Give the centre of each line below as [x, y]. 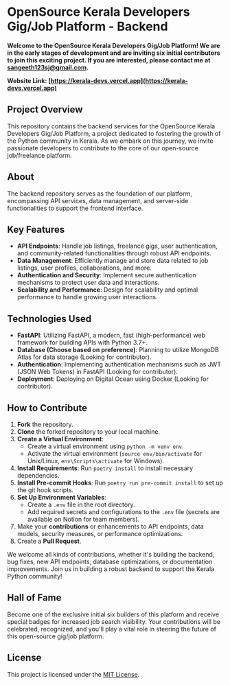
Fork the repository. [45, 424]
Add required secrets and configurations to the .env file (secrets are [123, 512]
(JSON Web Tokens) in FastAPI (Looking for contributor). [97, 372]
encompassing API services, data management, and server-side [98, 200]
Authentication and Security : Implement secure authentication [107, 275]
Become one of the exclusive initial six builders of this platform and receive [113, 614]
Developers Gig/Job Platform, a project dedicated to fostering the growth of [114, 133]
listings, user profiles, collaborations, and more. [84, 268]
